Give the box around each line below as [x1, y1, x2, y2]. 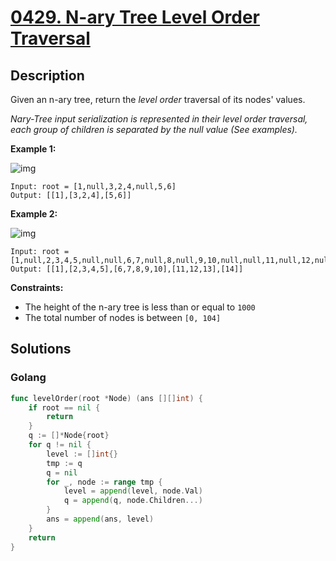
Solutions [10, 341, 72, 358]
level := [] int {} [46, 449, 118, 459]
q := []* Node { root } [28, 431, 110, 441]
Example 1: [10, 143, 57, 155]
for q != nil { [28, 440, 92, 450]
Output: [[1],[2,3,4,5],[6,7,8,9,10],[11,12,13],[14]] [10, 264, 244, 274]
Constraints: [10, 282, 64, 293]
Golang [10, 371, 47, 385]
